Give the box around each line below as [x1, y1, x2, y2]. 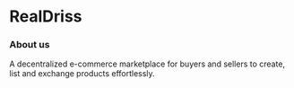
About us [9, 39, 50, 51]
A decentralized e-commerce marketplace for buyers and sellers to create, [9, 58, 285, 69]
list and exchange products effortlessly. [9, 68, 155, 79]
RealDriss [9, 6, 82, 27]
